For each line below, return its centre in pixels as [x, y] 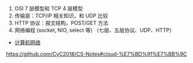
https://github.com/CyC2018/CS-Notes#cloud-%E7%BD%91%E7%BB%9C [96, 54]
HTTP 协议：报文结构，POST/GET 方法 [61, 23]
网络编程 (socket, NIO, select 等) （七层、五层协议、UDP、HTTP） [94, 30]
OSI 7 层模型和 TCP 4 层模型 [49, 8]
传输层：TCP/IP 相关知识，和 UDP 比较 [61, 16]
